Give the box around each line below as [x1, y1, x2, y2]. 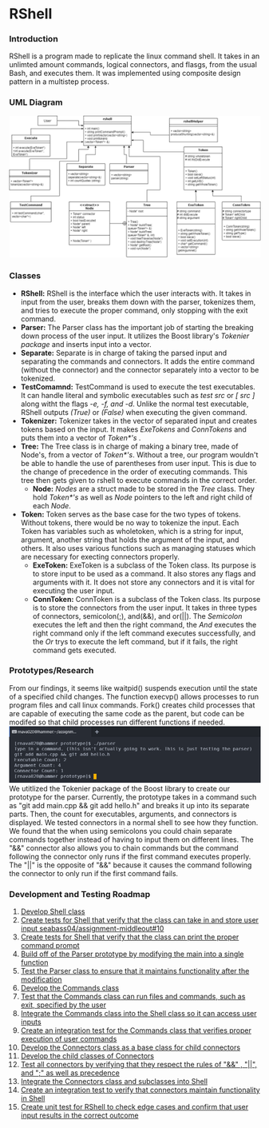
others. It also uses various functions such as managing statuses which [20, 543, 256, 552]
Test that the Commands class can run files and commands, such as [20, 992, 246, 1001]
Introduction [9, 34, 58, 45]
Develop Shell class [20, 907, 86, 916]
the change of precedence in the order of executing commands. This [20, 467, 248, 476]
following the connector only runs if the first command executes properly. [9, 851, 251, 861]
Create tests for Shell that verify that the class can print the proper [20, 932, 239, 942]
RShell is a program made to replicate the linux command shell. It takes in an [9, 51, 260, 61]
